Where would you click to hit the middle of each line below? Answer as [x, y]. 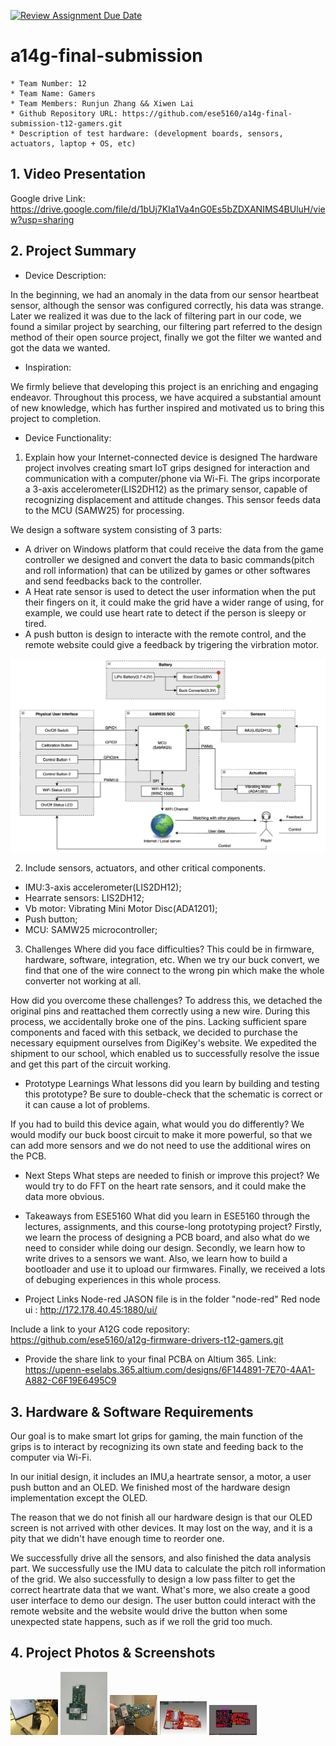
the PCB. [28, 1156]
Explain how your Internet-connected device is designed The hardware [171, 457]
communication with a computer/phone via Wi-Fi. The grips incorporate [172, 478]
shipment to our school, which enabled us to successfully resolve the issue [165, 1054]
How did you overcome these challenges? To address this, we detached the [166, 1001]
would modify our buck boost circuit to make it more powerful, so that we [161, 1135]
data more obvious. [64, 1197]
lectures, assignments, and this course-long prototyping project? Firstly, [173, 1227]
